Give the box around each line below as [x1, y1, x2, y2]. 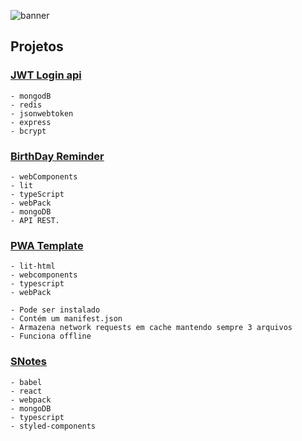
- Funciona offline [10, 331, 92, 342]
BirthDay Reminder [10, 149, 105, 163]
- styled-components [10, 421, 97, 431]
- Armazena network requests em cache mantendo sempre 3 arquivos [10, 323, 293, 333]
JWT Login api [10, 68, 82, 82]
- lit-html [10, 261, 56, 272]
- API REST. [10, 215, 60, 225]
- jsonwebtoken [10, 108, 74, 119]
